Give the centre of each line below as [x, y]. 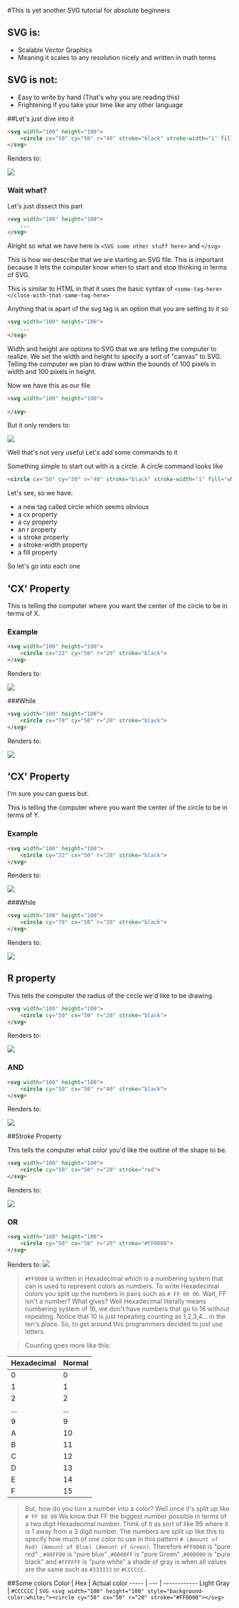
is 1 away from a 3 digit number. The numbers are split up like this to [124, 1531]
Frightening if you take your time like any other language [100, 105]
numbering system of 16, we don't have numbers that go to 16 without [127, 1308]
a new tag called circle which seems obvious [83, 507]
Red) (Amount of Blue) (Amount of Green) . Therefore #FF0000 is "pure [128, 1546]
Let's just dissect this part [45, 206]
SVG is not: [33, 80]
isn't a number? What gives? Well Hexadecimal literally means [115, 1301]
